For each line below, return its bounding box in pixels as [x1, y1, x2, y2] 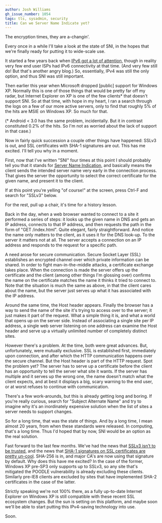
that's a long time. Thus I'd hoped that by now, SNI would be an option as [5, 428, 151, 434]
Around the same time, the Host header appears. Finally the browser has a [5, 302, 153, 308]
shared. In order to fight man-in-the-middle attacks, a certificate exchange [5, 262, 154, 268]
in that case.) [5, 128, 31, 134]
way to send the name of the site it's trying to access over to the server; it [5, 308, 152, 313]
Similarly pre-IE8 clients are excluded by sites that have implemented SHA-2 [5, 474, 157, 480]
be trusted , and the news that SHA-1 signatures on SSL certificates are [5, 448, 146, 454]
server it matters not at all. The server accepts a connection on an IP [5, 237, 142, 243]
